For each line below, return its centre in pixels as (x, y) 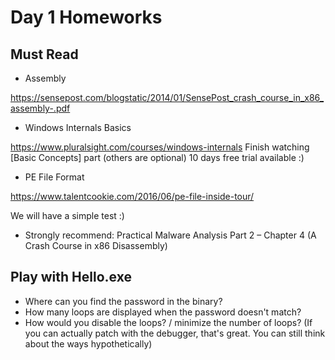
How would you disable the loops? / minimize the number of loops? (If (168, 322)
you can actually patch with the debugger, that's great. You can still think (175, 333)
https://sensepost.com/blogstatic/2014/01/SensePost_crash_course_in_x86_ (167, 97)
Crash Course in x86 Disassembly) (96, 245)
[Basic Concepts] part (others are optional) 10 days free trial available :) (157, 157)
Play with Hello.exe (71, 277)
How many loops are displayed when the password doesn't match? (163, 312)
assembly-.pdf (40, 108)
